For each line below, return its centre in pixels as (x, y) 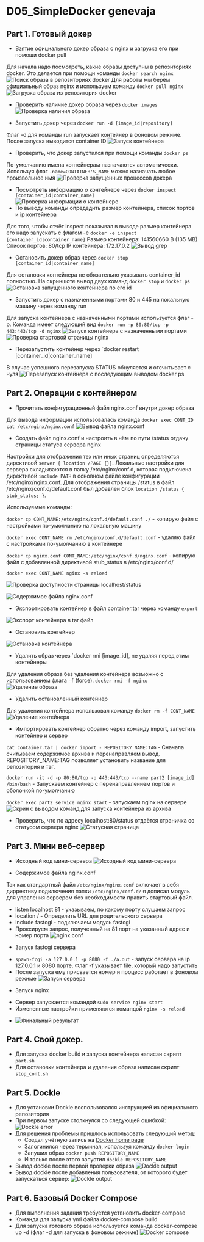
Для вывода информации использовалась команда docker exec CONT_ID (100, 419)
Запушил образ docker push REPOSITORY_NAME (82, 1153)
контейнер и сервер (41, 735)
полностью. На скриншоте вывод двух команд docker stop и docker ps (98, 281)
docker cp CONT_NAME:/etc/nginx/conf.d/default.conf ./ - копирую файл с (102, 519)
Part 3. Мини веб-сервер (56, 846)
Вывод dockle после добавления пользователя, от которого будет (101, 1172)
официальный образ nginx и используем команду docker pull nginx (95, 86)
